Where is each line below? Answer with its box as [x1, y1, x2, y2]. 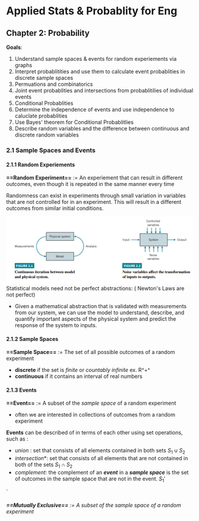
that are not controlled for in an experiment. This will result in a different [6, 199, 182, 206]
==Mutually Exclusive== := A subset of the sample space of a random [6, 502, 181, 509]
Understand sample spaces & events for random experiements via [14, 55, 177, 62]
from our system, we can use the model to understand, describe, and [14, 309, 185, 316]
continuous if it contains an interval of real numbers [14, 373, 143, 380]
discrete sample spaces [14, 75, 73, 81]
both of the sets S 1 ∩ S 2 [14, 461, 73, 469]
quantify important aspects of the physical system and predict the [14, 315, 176, 322]
